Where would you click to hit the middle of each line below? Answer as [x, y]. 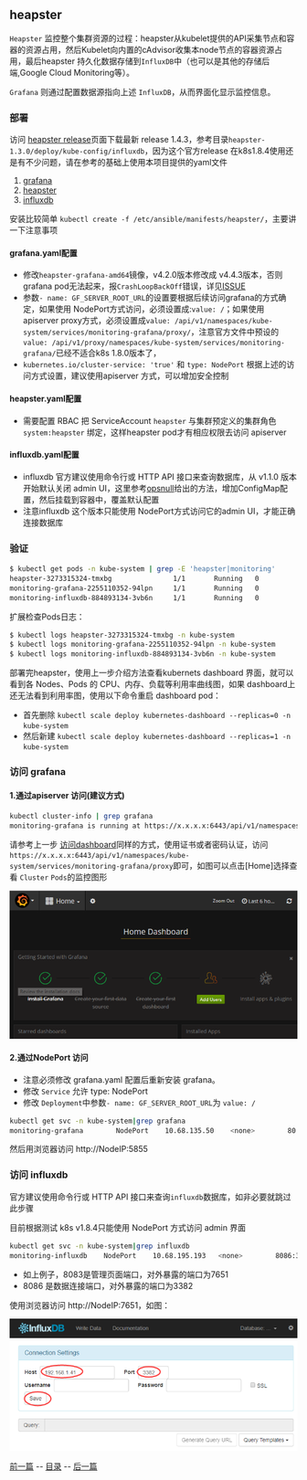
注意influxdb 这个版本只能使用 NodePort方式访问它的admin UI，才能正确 [159, 511]
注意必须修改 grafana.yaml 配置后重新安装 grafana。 [122, 1079]
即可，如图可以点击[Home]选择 [231, 866]
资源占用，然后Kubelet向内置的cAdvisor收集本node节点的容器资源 [150, 49]
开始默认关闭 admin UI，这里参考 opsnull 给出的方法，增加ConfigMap [151, 488]
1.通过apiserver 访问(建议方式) [67, 795]
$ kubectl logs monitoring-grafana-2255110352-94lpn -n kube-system [143, 645]
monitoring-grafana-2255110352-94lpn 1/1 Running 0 [134, 588]
